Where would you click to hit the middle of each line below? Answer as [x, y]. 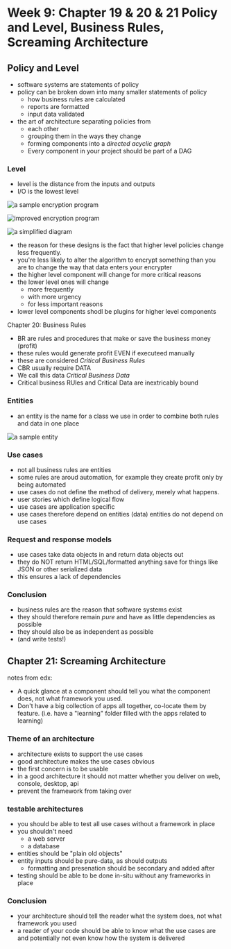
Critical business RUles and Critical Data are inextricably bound [108, 383]
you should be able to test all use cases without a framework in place [116, 823]
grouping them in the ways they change [84, 136]
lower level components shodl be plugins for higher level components [117, 312]
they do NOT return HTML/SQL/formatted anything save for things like [118, 562]
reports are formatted [58, 107]
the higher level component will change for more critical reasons [109, 275]
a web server [46, 839]
